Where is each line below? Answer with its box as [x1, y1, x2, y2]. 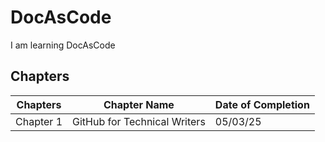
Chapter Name [103, 97, 175, 111]
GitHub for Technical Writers [72, 114, 206, 128]
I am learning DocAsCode [10, 39, 116, 51]
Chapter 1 [15, 114, 63, 128]
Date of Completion [214, 97, 310, 111]
